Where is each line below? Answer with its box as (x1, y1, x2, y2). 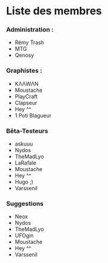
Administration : (6, 26, 54, 34)
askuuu (14, 140, 33, 147)
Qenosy (14, 52, 34, 59)
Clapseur (14, 99, 37, 106)
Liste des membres (6, 4, 102, 18)
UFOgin (14, 232, 34, 239)
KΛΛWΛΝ (14, 80, 39, 87)
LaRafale (14, 159, 37, 166)
